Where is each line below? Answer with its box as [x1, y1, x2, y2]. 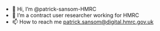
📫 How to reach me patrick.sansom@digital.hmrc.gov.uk [11, 18, 154, 25]
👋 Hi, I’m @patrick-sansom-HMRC [11, 6, 97, 12]
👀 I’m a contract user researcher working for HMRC [11, 12, 140, 19]
